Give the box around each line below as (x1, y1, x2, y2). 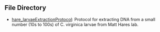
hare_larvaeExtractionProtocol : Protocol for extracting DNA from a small (11, 16, 156, 22)
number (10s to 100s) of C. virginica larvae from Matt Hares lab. (11, 21, 139, 27)
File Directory (4, 4, 47, 12)
